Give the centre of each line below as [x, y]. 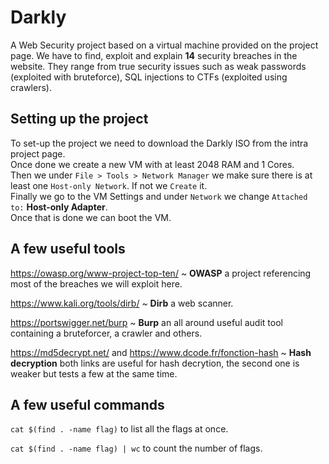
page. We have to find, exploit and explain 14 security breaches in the [154, 55]
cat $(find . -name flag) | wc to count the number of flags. [136, 448]
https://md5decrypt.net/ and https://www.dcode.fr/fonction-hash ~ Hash [161, 352]
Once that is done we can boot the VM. [91, 217]
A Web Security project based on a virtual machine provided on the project [164, 45]
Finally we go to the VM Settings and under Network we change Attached [159, 196]
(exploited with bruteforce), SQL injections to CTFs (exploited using [149, 77]
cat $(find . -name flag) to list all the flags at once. [119, 429]
